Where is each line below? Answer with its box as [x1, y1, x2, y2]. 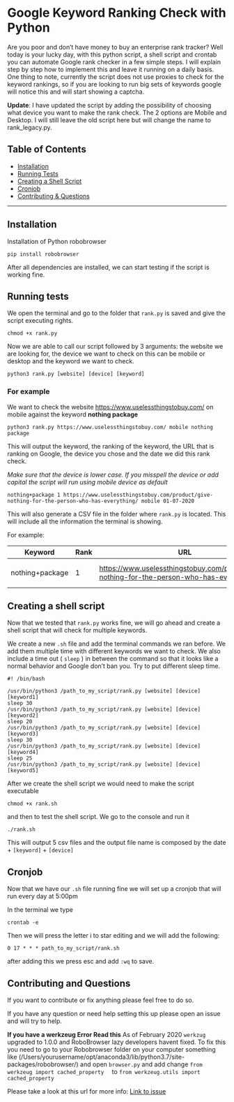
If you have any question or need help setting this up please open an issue [7, 1010, 221, 1018]
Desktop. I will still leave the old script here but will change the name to [7, 115, 211, 124]
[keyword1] [7, 694, 39, 701]
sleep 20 [7, 718, 33, 725]
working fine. [7, 270, 45, 279]
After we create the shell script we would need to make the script [7, 779, 194, 788]
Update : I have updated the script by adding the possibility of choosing [7, 101, 212, 109]
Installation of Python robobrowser [7, 237, 107, 245]
